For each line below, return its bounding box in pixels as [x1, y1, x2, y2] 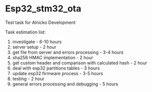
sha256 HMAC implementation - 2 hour [12, 54, 93, 60]
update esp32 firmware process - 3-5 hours [12, 70, 103, 76]
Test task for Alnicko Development [5, 19, 76, 25]
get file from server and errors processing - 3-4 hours [12, 49, 124, 55]
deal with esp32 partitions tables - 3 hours [12, 65, 100, 71]
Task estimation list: [5, 29, 46, 35]
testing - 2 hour [12, 76, 45, 82]
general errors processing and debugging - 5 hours [12, 81, 119, 87]
